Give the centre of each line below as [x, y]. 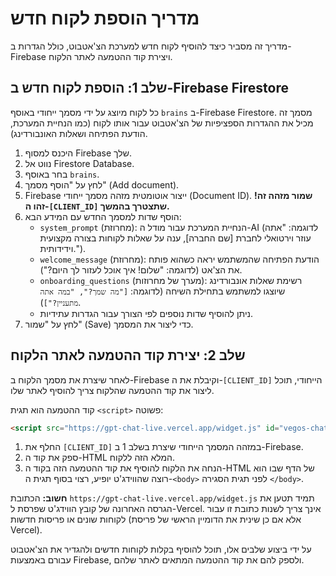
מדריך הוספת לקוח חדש [105, 18]
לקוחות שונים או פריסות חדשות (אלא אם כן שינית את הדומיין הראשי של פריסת [156, 519]
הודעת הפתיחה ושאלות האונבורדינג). [79, 133]
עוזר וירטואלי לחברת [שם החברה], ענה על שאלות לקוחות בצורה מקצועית [175, 238]
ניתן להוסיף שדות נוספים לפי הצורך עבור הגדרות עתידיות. [146, 313]
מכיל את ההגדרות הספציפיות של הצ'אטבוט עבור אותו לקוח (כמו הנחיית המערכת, [162, 123]
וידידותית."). [63, 248]
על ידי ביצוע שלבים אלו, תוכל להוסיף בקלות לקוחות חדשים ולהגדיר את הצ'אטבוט [161, 549]
